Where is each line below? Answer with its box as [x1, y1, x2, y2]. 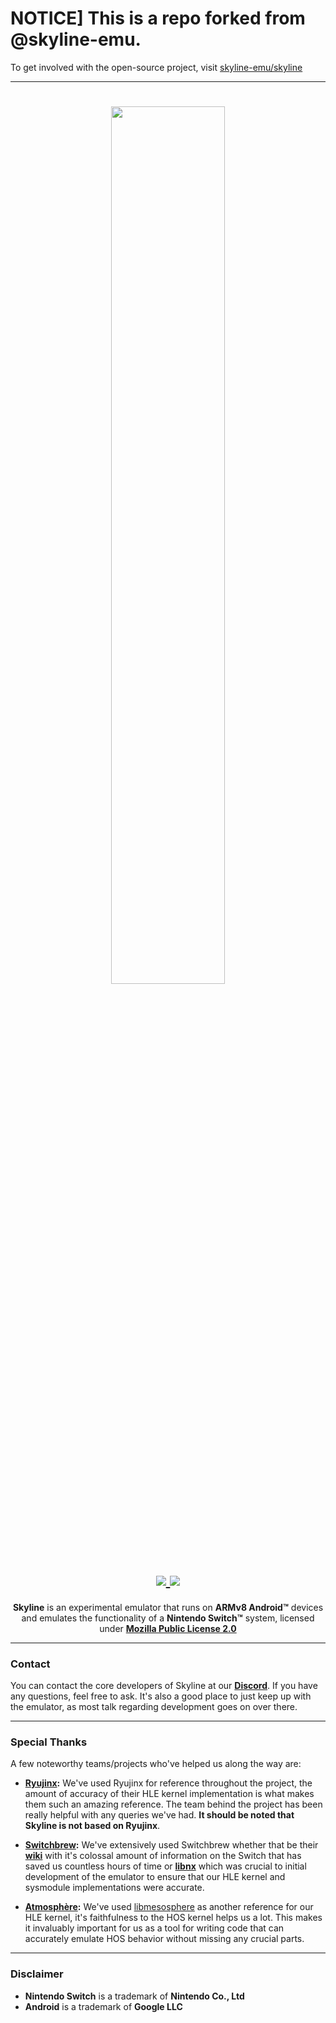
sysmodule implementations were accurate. [24, 1882, 205, 1894]
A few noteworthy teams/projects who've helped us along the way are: [10, 1758, 302, 1770]
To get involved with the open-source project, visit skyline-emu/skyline [10, 61, 303, 73]
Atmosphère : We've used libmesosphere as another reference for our [24, 1901, 314, 1913]
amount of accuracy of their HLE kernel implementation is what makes [24, 1788, 315, 1800]
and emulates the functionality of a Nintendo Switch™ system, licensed [21, 1612, 315, 1624]
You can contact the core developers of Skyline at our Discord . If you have [10, 1680, 318, 1692]
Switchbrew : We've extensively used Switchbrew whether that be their [24, 1839, 319, 1851]
